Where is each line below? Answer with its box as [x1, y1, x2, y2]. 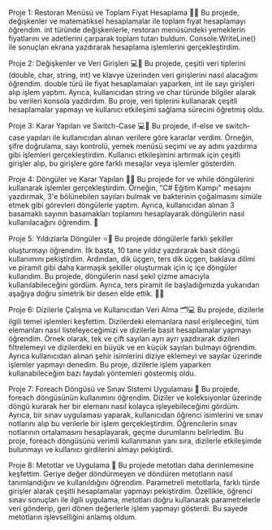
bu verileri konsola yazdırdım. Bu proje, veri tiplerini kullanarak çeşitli [8, 96, 238, 106]
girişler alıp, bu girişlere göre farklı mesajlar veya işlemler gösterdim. [8, 159, 237, 168]
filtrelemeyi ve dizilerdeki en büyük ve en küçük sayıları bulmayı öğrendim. [8, 342, 257, 352]
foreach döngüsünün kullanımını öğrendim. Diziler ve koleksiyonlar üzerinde [8, 393, 262, 402]
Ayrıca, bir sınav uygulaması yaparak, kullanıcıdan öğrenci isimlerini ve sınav [8, 411, 264, 419]
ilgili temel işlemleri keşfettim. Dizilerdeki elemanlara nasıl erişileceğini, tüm [8, 317, 260, 326]
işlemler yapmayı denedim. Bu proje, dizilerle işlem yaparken [8, 360, 211, 369]
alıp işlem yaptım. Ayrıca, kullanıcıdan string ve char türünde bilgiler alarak [8, 88, 257, 97]
